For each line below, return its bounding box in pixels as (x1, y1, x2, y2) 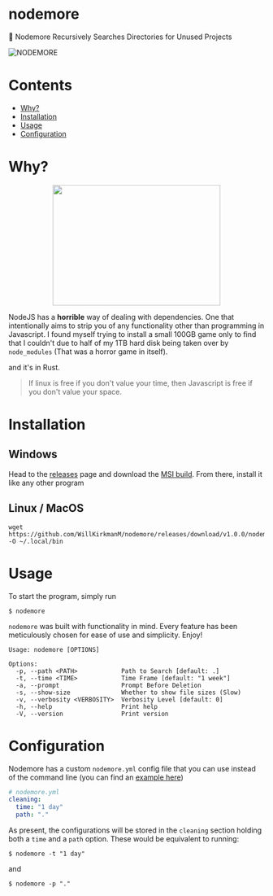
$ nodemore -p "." (8, 880, 71, 888)
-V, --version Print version (15, 710, 169, 718)
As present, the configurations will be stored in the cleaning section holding (8, 825, 262, 835)
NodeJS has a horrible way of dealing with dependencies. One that (8, 312, 234, 321)
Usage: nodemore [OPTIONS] (8, 645, 100, 653)
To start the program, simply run (8, 591, 116, 601)
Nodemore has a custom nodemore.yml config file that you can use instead (8, 763, 256, 773)
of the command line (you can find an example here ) (8, 772, 184, 782)
